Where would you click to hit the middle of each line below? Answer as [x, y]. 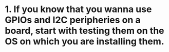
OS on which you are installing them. [85, 42]
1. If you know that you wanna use [78, 9]
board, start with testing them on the [85, 31]
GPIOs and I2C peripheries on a [73, 20]
